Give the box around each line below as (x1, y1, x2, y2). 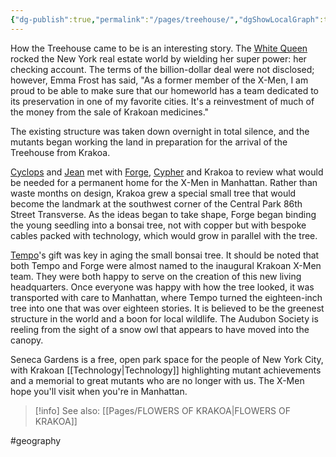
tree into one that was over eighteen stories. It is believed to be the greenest (10, 302, 325, 314)
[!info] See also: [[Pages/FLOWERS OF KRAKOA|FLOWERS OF (34, 404, 291, 416)
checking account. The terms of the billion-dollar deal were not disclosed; (10, 63, 315, 75)
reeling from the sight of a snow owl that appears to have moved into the (10, 323, 310, 335)
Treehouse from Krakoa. (10, 146, 111, 158)
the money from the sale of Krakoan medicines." (10, 106, 210, 118)
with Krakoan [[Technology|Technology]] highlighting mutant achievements (10, 364, 322, 376)
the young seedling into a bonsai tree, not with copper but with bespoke (10, 219, 307, 231)
